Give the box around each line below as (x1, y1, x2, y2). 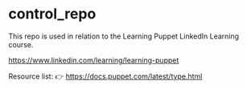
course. (8, 39, 34, 49)
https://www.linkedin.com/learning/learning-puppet (8, 55, 179, 65)
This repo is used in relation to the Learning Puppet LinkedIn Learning (8, 31, 240, 41)
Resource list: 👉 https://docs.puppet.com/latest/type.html (8, 71, 203, 81)
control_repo (8, 5, 97, 23)
